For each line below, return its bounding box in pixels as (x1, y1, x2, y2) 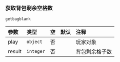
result (8, 48, 22, 55)
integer (26, 49, 45, 54)
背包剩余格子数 (75, 48, 112, 55)
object (26, 39, 43, 45)
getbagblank (5, 16, 31, 22)
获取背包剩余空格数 (5, 4, 53, 11)
